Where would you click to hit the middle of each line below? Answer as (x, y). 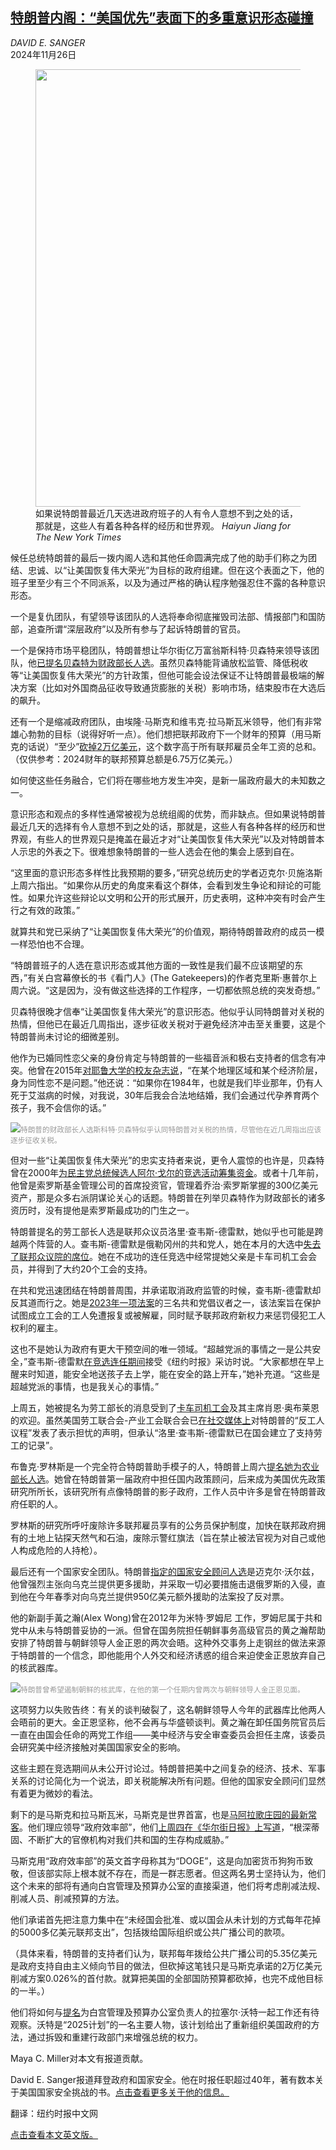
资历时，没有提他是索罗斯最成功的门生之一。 (102, 1210)
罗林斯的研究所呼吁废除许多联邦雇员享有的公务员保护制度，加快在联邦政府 (163, 1525)
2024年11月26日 (43, 54)
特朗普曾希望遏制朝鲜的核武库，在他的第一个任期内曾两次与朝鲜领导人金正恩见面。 (162, 1689)
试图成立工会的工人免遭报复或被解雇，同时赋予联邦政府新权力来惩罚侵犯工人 (168, 1315)
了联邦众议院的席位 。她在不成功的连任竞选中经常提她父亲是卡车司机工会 (159, 1256)
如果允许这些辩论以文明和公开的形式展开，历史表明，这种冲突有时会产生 (176, 897)
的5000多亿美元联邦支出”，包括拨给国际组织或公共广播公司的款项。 (150, 1932)
